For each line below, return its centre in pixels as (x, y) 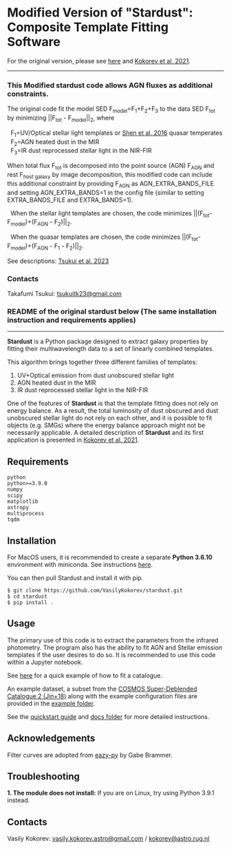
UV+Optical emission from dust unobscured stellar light (96, 376)
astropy (18, 508)
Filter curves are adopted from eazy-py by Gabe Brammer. (90, 755)
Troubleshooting (44, 776)
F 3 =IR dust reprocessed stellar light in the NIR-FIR (81, 151)
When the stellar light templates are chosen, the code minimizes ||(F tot (110, 214)
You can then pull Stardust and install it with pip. (75, 578)
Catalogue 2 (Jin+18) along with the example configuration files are (102, 696)
